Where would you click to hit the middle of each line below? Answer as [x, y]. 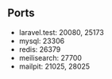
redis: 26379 [40, 49]
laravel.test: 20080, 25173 [61, 32]
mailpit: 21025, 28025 [54, 66]
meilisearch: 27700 [50, 57]
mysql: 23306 [42, 41]
